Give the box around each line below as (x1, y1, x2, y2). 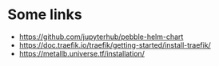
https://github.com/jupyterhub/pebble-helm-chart (18, 32, 184, 41)
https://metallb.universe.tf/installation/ (18, 49, 145, 58)
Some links (7, 6, 82, 24)
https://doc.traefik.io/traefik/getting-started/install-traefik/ (18, 40, 211, 49)
